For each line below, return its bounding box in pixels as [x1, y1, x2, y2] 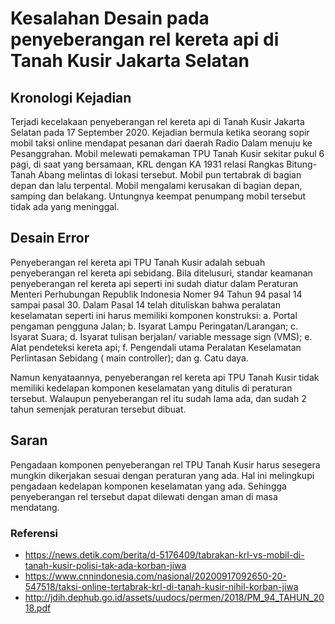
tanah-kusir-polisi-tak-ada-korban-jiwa [24, 559, 187, 571]
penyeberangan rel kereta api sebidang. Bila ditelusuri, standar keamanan [10, 267, 313, 279]
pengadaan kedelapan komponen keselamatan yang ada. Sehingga [10, 480, 287, 492]
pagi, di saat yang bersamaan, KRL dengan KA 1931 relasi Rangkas [10, 158, 285, 170]
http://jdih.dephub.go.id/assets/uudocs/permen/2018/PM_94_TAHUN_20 [24, 591, 325, 603]
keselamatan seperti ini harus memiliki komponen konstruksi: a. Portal [10, 309, 298, 321]
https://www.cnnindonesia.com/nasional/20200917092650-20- [24, 570, 287, 582]
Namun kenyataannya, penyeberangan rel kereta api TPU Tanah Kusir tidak [10, 371, 320, 383]
